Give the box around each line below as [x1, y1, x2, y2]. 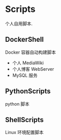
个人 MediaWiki [12, 60, 44, 66]
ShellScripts [5, 116, 44, 124]
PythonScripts [5, 87, 51, 96]
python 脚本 [5, 101, 30, 107]
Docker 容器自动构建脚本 [5, 49, 56, 55]
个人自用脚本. [5, 20, 33, 26]
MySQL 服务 [12, 72, 38, 78]
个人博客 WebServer [12, 66, 55, 72]
